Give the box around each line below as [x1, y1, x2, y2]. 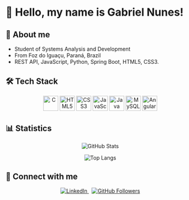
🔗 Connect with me [5, 172, 78, 182]
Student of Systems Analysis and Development [14, 45, 131, 52]
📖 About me [5, 30, 50, 40]
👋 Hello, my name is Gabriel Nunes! [5, 5, 184, 19]
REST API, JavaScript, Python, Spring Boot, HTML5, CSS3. [14, 58, 160, 65]
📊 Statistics [5, 123, 52, 134]
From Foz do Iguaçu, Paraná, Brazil [14, 52, 101, 59]
